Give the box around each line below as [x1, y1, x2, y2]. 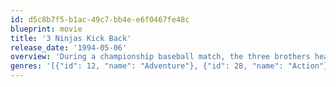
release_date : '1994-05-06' [10, 42, 128, 53]
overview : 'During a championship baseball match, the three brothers [10, 52, 311, 62]
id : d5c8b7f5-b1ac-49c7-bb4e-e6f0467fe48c [10, 14, 190, 25]
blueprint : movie [10, 24, 83, 34]
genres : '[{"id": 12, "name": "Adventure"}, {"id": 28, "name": [10, 61, 284, 71]
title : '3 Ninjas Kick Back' [10, 33, 132, 43]
